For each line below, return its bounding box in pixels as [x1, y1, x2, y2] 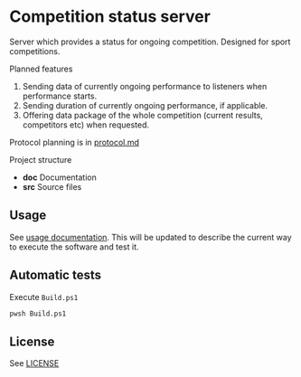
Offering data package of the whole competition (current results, [22, 109, 264, 120]
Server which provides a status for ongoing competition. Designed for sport [9, 36, 291, 47]
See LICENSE [9, 358, 60, 369]
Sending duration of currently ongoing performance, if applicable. [22, 99, 268, 110]
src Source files [22, 181, 82, 192]
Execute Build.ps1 [9, 291, 79, 302]
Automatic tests [9, 268, 102, 283]
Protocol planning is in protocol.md [9, 137, 140, 147]
